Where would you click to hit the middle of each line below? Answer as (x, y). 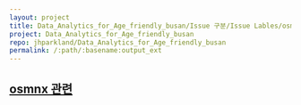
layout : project (39, 17)
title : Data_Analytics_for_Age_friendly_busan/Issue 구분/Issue (130, 26)
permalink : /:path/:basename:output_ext (86, 51)
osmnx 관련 (41, 89)
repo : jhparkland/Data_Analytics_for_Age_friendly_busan (118, 42)
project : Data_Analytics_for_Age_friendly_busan (102, 34)
